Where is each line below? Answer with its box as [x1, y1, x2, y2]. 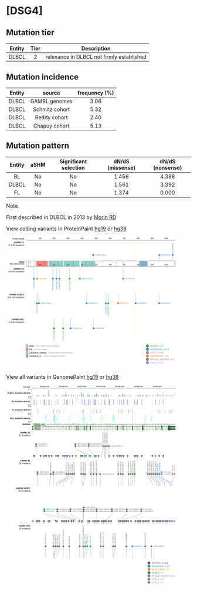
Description [81, 45, 111, 52]
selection [61, 164, 85, 171]
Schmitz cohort [33, 106, 70, 113]
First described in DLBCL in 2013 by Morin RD [6, 213, 117, 221]
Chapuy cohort [33, 122, 70, 129]
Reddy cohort [35, 114, 69, 121]
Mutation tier [6, 28, 55, 38]
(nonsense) [153, 164, 182, 171]
